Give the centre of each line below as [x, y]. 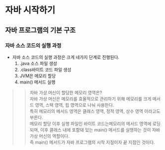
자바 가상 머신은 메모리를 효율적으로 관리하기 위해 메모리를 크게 [90, 99]
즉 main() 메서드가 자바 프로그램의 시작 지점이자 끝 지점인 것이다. [92, 142]
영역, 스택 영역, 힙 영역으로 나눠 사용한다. [75, 105]
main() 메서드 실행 [37, 82]
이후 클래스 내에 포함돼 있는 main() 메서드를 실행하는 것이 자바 [100, 130]
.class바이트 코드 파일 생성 [46, 70]
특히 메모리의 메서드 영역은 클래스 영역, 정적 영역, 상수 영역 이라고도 [95, 111]
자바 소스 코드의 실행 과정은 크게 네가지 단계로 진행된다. [66, 57]
